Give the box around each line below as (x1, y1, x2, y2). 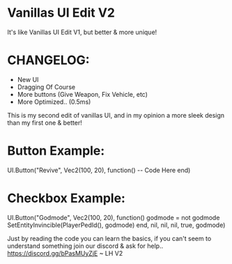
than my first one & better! (7, 118, 82, 127)
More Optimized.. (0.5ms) (17, 98, 91, 106)
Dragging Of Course (17, 82, 75, 91)
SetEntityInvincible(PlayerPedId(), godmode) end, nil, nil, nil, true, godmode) (7, 221, 226, 229)
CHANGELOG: (7, 52, 90, 68)
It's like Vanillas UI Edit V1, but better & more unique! (7, 28, 157, 36)
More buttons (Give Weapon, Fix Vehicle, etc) (17, 90, 148, 98)
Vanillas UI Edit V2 (7, 5, 115, 21)
